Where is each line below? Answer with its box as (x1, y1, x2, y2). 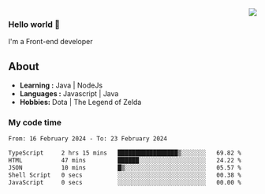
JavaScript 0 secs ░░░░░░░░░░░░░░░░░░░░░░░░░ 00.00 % (8, 178, 242, 186)
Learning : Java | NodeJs (19, 80, 103, 90)
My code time (8, 118, 62, 129)
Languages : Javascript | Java (19, 89, 119, 99)
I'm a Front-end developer (8, 37, 93, 47)
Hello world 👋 (8, 19, 61, 30)
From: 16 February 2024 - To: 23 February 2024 (8, 135, 168, 143)
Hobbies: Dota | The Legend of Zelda (19, 98, 142, 107)
